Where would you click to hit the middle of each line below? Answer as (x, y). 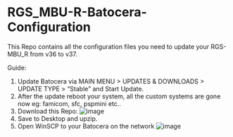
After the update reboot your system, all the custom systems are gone (119, 96)
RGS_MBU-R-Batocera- (77, 12)
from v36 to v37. (53, 54)
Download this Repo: (48, 111)
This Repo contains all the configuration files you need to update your (108, 46)
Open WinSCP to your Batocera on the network (86, 126)
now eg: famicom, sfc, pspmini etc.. (69, 103)
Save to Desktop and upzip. (57, 118)
